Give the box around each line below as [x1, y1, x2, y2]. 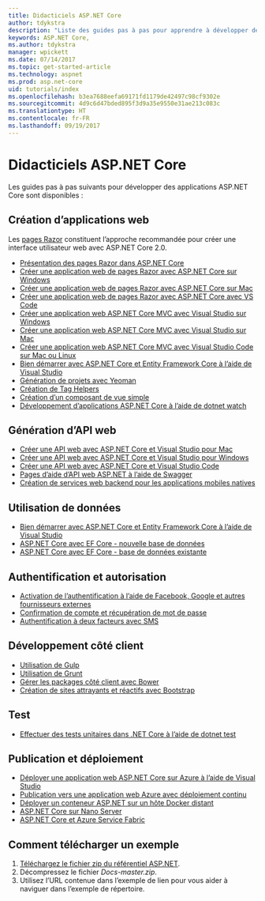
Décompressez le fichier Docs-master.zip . [19, 867, 158, 877]
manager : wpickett [8, 48, 69, 56]
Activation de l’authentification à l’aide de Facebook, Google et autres [19, 590, 246, 601]
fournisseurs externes [19, 599, 91, 609]
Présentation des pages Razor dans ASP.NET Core [19, 258, 185, 267]
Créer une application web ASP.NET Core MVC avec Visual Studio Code [19, 341, 254, 352]
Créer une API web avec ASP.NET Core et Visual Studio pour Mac [19, 444, 233, 454]
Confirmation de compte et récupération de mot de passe [19, 608, 207, 617]
